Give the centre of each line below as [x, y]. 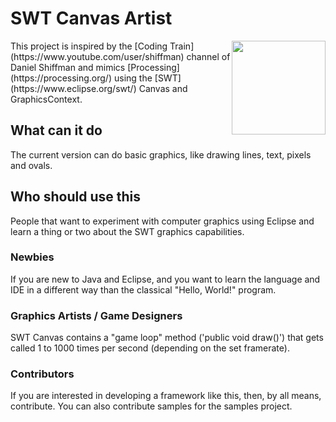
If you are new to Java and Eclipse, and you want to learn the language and [165, 279]
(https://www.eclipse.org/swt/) [73, 88]
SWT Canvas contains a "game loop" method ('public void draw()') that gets [167, 338]
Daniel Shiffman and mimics [68, 67]
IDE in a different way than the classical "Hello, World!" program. [143, 289]
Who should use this [75, 197]
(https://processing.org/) [61, 78]
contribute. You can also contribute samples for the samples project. [151, 406]
